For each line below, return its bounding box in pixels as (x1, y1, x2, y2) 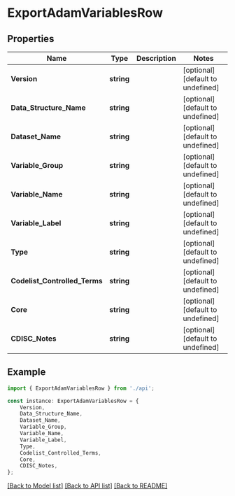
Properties (7, 33, 55, 45)
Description (136, 54, 176, 63)
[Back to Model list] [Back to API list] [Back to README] (7, 481, 168, 490)
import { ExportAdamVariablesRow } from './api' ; (7, 385, 155, 392)
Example (7, 366, 46, 378)
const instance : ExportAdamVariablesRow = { (7, 397, 139, 404)
